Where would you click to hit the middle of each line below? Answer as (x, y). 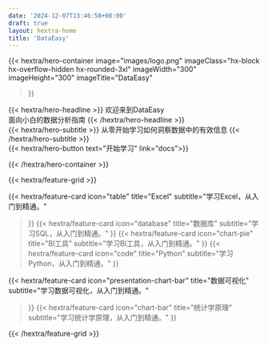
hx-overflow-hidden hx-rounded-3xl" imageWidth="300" (102, 70)
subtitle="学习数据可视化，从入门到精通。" (79, 291)
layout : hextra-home (43, 30)
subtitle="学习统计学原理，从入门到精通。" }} (102, 318)
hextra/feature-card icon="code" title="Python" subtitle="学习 (130, 254)
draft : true (28, 23)
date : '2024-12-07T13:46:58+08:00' (68, 16)
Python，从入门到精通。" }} (73, 264)
